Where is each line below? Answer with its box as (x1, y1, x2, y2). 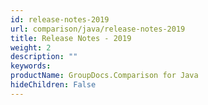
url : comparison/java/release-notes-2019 (10, 24, 186, 34)
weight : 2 (10, 42, 52, 53)
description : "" (10, 52, 78, 62)
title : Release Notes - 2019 (10, 33, 132, 43)
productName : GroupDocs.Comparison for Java (10, 71, 199, 81)
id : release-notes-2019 (10, 14, 110, 25)
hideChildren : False (10, 80, 97, 90)
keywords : (10, 61, 52, 71)
